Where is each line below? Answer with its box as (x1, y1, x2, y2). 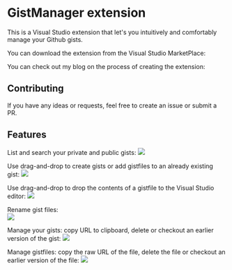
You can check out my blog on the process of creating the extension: (7, 62, 206, 70)
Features (7, 129, 47, 141)
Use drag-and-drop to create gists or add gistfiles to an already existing (7, 162, 214, 170)
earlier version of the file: (7, 256, 79, 264)
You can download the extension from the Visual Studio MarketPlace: (7, 49, 206, 57)
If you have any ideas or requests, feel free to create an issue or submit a (7, 101, 217, 110)
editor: (7, 192, 26, 200)
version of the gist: (7, 234, 61, 242)
